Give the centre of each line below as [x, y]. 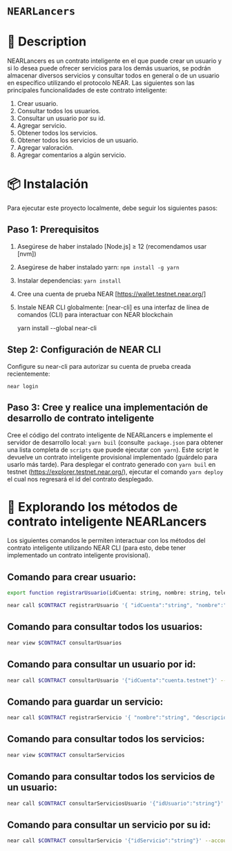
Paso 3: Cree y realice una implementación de [108, 408]
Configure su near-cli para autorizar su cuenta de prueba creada [99, 366]
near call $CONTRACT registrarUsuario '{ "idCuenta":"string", [100, 606]
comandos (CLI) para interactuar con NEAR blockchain [95, 314]
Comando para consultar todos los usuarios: [105, 627]
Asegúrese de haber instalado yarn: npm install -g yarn [98, 267]
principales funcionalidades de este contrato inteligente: [87, 90]
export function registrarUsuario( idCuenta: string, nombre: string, [109, 593]
